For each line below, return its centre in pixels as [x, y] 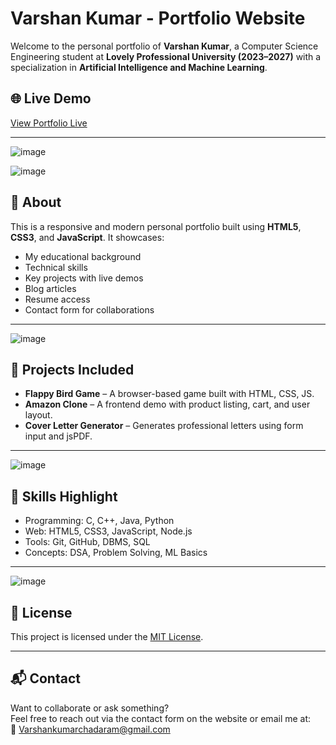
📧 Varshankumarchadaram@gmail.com [90, 729]
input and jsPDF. [58, 436]
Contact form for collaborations [89, 309]
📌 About [36, 202]
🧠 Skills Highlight [64, 496]
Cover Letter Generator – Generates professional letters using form [164, 426]
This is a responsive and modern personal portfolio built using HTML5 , [156, 226]
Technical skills [56, 267]
